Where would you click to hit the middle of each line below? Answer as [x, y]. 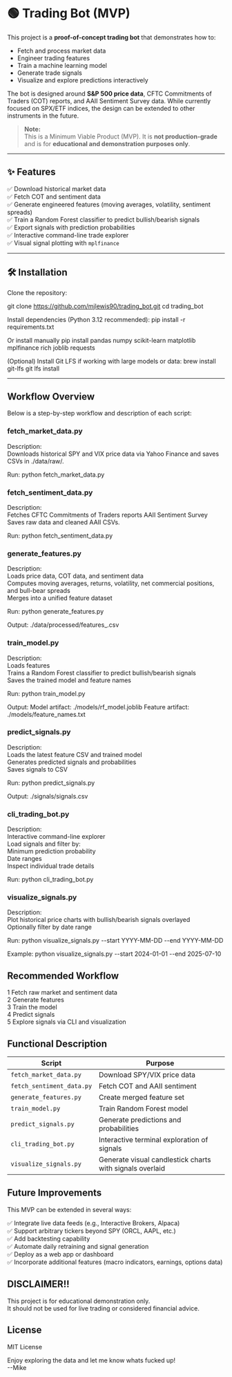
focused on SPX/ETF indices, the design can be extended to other [101, 108]
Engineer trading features [54, 58]
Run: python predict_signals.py [51, 783]
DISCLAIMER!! [39, 1285]
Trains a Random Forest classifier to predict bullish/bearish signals [102, 673]
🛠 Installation [37, 273]
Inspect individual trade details [51, 866]
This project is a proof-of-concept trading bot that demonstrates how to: [112, 37]
